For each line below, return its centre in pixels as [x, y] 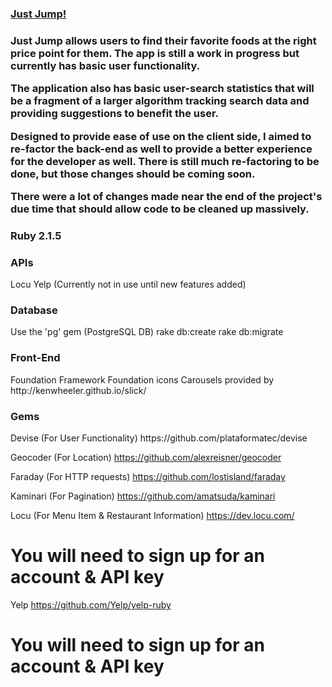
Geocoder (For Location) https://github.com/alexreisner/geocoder [146, 458]
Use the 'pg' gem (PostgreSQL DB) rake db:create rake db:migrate [147, 332]
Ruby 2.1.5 [36, 235]
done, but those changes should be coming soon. [133, 174]
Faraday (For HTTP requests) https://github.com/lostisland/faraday [148, 477]
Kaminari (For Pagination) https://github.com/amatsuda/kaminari [143, 496]
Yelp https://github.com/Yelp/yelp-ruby [91, 605]
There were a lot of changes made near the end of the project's [166, 196]
